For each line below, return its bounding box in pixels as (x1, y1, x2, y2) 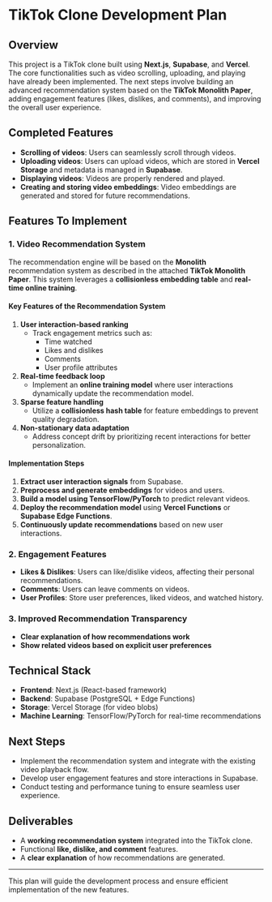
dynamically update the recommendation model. (32, 388, 194, 398)
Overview (8, 38, 59, 52)
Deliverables (8, 814, 74, 828)
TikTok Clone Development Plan (8, 6, 227, 24)
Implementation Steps (8, 458, 85, 468)
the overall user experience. (8, 103, 102, 112)
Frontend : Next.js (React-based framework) (19, 685, 168, 695)
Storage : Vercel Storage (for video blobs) (19, 702, 159, 712)
